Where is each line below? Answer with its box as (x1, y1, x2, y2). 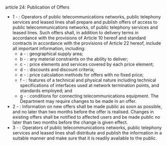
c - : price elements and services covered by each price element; (19, 62, 154, 67)
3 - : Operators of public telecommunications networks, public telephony (12, 125, 162, 131)
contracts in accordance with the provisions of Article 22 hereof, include (12, 40, 161, 46)
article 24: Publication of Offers (5, 4, 70, 10)
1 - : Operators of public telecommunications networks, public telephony (12, 14, 161, 19)
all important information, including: (12, 46, 86, 51)
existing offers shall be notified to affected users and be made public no (12, 114, 161, 120)
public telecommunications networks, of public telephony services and (12, 24, 158, 30)
